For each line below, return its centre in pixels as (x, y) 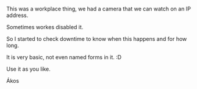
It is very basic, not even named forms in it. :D (64, 57)
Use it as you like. (28, 69)
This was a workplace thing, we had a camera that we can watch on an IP (99, 9)
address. (17, 15)
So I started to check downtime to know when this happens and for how (97, 39)
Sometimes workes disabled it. (45, 27)
